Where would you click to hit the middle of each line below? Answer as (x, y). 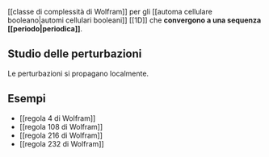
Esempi (27, 99)
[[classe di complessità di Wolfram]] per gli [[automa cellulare (110, 12)
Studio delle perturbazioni (75, 54)
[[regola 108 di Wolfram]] (61, 126)
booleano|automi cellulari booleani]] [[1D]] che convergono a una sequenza (134, 20)
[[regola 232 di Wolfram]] (61, 143)
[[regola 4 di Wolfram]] (57, 118)
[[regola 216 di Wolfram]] (61, 135)
